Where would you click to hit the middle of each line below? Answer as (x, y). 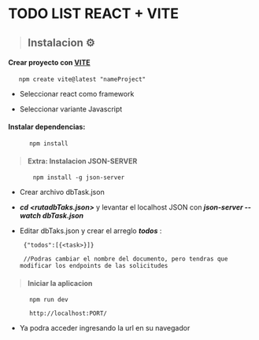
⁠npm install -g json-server (79, 177)
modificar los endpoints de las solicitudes (94, 266)
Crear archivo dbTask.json (62, 192)
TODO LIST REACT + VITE (94, 14)
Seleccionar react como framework (77, 93)
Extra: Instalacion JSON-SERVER (82, 161)
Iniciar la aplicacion (60, 283)
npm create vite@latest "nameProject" (82, 79)
